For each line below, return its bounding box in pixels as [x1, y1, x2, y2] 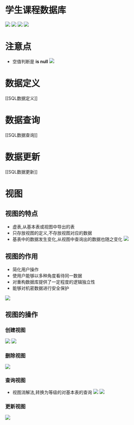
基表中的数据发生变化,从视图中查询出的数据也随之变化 [12, 236, 123, 242]
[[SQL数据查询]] [5, 132, 38, 138]
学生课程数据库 [5, 4, 67, 16]
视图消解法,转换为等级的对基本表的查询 [12, 389, 92, 395]
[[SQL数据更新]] [5, 169, 38, 175]
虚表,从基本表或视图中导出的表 [12, 223, 75, 229]
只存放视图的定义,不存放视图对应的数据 [12, 230, 92, 236]
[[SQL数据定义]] [5, 95, 38, 101]
